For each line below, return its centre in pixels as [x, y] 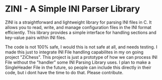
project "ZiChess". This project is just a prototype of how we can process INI [81, 57]
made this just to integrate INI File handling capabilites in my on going [74, 52]
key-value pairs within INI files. [36, 38]
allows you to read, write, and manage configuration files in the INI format [78, 27]
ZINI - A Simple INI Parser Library [73, 9]
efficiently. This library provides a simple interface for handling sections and [81, 32]
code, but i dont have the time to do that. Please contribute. [64, 72]
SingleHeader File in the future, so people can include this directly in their [78, 67]
